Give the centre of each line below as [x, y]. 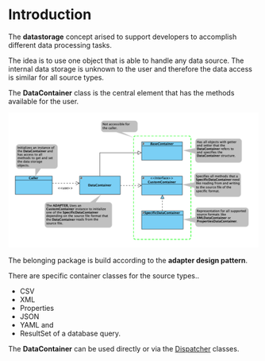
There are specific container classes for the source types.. [104, 275]
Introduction [50, 15]
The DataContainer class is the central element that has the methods [121, 92]
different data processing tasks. [60, 45]
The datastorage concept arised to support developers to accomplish [123, 37]
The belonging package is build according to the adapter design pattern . [128, 260]
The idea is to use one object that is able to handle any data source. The [126, 60]
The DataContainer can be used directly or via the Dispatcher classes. [124, 348]
